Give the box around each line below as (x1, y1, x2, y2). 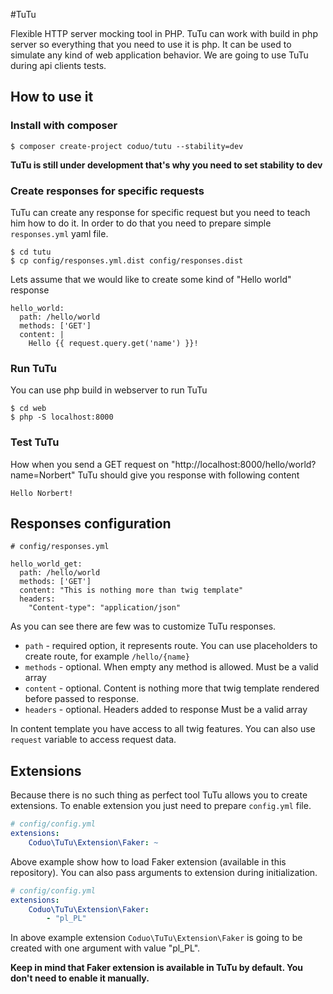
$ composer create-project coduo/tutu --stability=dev (10, 141, 244, 151)
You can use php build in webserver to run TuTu (10, 384, 208, 396)
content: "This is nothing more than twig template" (19, 585, 244, 596)
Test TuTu (10, 435, 60, 449)
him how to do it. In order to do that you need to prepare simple (10, 217, 272, 229)
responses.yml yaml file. (10, 227, 109, 239)
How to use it (10, 89, 94, 106)
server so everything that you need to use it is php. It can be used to (10, 39, 292, 50)
